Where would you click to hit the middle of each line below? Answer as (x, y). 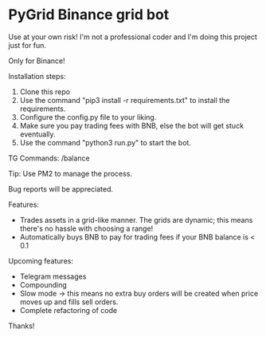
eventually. (37, 134)
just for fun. (27, 45)
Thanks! (22, 326)
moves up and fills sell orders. (69, 302)
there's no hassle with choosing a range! (86, 228)
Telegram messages (53, 276)
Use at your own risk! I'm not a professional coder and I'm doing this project (133, 37)
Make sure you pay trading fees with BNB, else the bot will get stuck (132, 125)
